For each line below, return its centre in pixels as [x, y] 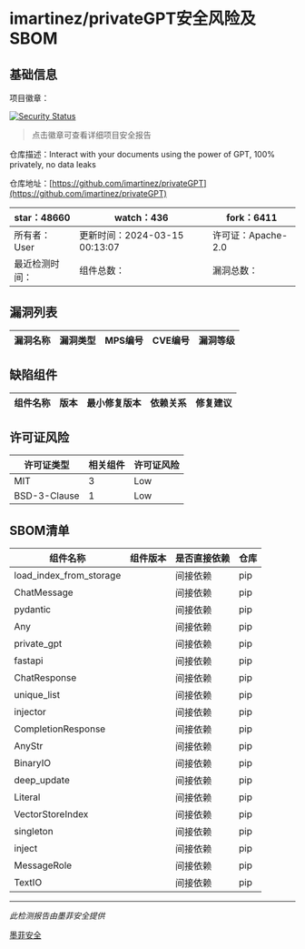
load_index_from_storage [68, 576]
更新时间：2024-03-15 [132, 235]
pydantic [33, 610]
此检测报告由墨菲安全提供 [57, 916]
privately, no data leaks [53, 164]
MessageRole [43, 865]
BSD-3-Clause [47, 496]
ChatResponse [45, 678]
